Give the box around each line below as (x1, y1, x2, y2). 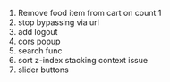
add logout (17, 27, 58, 37)
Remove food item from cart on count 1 (17, 8, 162, 18)
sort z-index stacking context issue (17, 55, 149, 65)
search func (17, 45, 63, 56)
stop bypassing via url (17, 17, 100, 28)
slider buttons (17, 64, 69, 75)
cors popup (17, 36, 61, 46)
